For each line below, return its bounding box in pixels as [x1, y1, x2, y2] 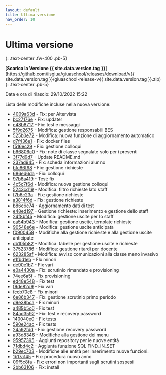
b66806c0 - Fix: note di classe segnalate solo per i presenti [12, 149, 138, 155]
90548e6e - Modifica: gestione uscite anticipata [12, 224, 114, 230]
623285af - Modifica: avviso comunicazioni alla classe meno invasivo [12, 251, 158, 257]
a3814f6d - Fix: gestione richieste [12, 197, 84, 203]
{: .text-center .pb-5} [5, 82, 49, 88]
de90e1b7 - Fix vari [12, 262, 53, 268]
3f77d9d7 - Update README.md [12, 154, 81, 160]
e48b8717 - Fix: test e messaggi [12, 122, 80, 128]
